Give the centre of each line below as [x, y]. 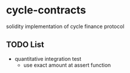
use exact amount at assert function [67, 65]
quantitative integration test [48, 58]
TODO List [25, 45]
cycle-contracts [46, 10]
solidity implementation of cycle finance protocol [65, 26]
